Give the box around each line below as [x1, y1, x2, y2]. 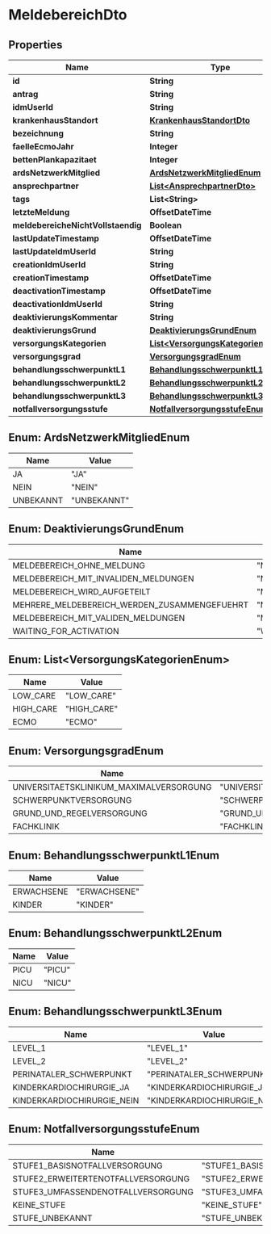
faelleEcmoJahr [12, 141, 74, 152]
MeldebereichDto [8, 6, 127, 24]
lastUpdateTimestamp [12, 233, 99, 244]
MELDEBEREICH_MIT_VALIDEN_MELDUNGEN [12, 612, 186, 623]
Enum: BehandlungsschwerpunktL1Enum [8, 848, 220, 862]
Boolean [148, 220, 182, 231]
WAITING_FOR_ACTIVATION [12, 625, 119, 636]
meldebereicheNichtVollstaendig [12, 220, 142, 231]
